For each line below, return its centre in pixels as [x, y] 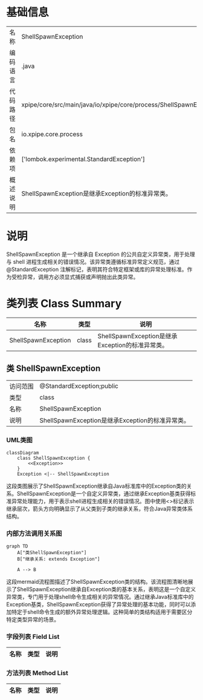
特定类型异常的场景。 [33, 620]
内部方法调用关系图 [34, 533]
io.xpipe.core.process [52, 134]
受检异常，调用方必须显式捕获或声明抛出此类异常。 [75, 276]
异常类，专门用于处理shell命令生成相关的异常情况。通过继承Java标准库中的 [100, 597]
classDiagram [23, 453]
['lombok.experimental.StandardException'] [83, 159]
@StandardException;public [79, 386]
